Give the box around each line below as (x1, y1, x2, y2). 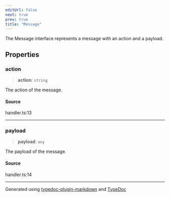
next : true (5, 12, 28, 17)
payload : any (17, 139, 45, 145)
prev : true (5, 17, 28, 22)
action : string (17, 77, 48, 83)
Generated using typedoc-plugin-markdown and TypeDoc (5, 186, 126, 192)
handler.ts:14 (5, 171, 32, 178)
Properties (5, 50, 39, 59)
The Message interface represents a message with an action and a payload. (5, 36, 163, 42)
